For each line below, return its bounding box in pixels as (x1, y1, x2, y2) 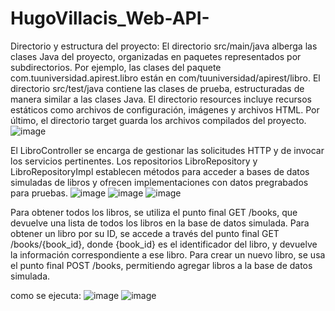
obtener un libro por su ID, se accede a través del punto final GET (10, 227, 280, 239)
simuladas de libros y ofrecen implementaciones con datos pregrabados (10, 176, 309, 188)
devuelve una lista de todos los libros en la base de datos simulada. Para (10, 217, 310, 229)
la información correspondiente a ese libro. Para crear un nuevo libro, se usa (10, 248, 326, 261)
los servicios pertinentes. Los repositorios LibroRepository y (10, 155, 258, 167)
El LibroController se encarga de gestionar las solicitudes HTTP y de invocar (10, 144, 325, 156)
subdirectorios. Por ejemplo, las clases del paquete (10, 61, 222, 73)
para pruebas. (10, 187, 68, 199)
